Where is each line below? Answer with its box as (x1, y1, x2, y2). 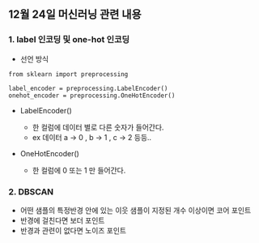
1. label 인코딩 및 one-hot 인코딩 (8, 34, 129, 45)
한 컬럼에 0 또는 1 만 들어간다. (32, 165, 126, 175)
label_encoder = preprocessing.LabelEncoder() (8, 84, 168, 92)
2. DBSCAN (8, 185, 54, 197)
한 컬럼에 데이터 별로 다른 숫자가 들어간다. (32, 122, 164, 132)
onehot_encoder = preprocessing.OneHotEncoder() (8, 92, 176, 100)
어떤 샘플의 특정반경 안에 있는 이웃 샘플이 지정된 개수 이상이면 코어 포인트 (19, 205, 252, 215)
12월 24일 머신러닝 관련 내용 (8, 7, 142, 22)
